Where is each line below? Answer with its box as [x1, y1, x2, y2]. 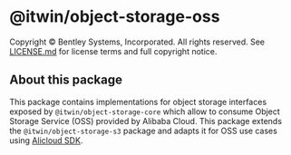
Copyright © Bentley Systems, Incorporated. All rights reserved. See [9, 36, 266, 47]
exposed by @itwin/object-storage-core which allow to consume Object [9, 106, 281, 117]
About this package [9, 73, 122, 88]
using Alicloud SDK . [9, 134, 83, 146]
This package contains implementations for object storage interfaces [9, 96, 267, 107]
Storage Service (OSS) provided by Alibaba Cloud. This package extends [9, 115, 283, 126]
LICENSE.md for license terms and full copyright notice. [9, 45, 218, 56]
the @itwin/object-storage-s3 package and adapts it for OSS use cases [9, 125, 278, 136]
